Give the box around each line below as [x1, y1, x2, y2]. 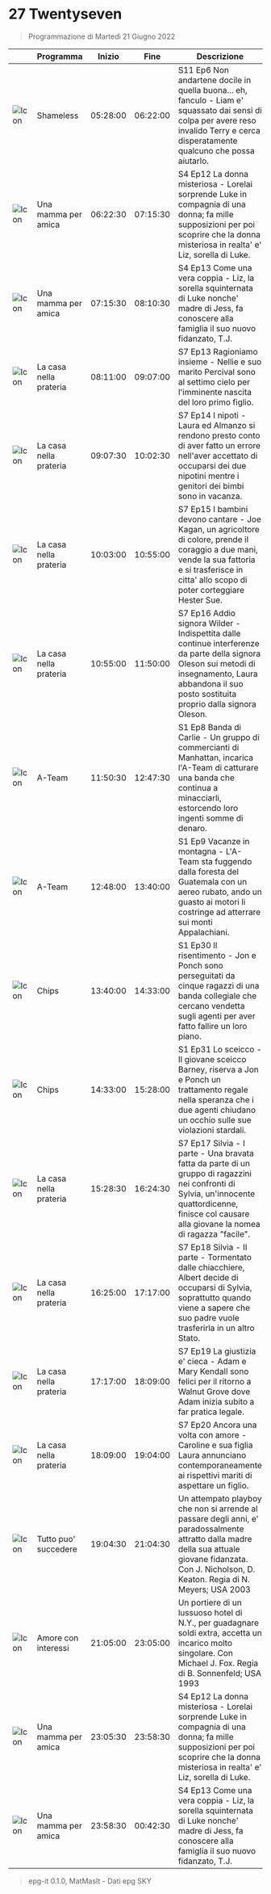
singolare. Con [177, 1647, 234, 1658]
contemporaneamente [177, 1459, 262, 1471]
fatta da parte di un [177, 1157, 251, 1169]
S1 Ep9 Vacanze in [177, 835, 250, 846]
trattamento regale [177, 1084, 248, 1095]
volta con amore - [177, 1429, 248, 1440]
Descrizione [196, 50, 244, 61]
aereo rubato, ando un [177, 886, 262, 897]
